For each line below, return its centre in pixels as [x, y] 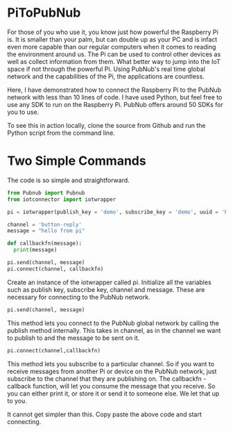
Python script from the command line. [61, 133]
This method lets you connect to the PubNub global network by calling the [113, 323]
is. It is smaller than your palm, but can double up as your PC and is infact [112, 39]
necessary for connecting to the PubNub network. [79, 297]
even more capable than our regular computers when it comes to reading [112, 47]
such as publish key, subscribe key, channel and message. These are [106, 289]
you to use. [23, 112]
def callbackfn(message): [44, 244]
